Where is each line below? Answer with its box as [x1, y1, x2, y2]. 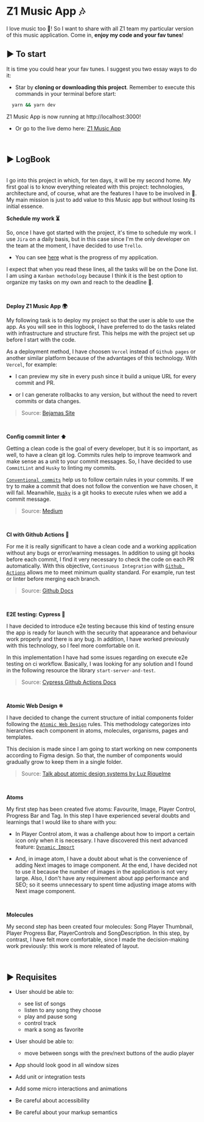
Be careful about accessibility [15, 1097, 90, 1104]
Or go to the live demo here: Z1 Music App [15, 124, 121, 132]
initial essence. [6, 203, 44, 210]
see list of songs [24, 1000, 66, 1007]
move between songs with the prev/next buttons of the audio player [24, 1049, 195, 1057]
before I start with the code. [6, 336, 76, 343]
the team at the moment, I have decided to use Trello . [6, 242, 143, 250]
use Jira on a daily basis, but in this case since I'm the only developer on [6, 236, 190, 243]
